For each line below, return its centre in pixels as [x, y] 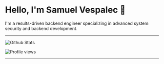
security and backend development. [41, 28]
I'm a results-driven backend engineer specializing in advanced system [77, 23]
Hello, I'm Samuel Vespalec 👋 [65, 10]
